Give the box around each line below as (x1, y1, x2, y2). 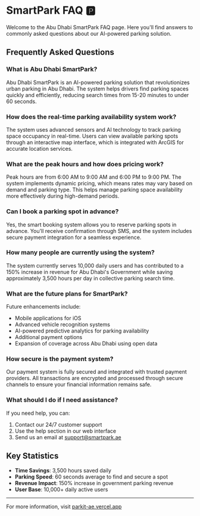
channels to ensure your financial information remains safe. (6, 381, 152, 388)
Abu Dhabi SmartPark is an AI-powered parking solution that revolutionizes (6, 79, 190, 86)
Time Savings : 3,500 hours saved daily (14, 467, 112, 474)
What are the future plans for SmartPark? (6, 290, 128, 298)
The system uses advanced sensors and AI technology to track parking (6, 126, 182, 133)
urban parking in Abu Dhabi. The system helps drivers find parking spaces (6, 85, 189, 92)
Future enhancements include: (6, 303, 81, 310)
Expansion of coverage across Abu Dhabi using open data (14, 340, 158, 347)
